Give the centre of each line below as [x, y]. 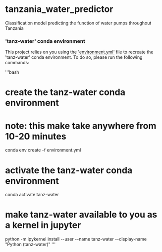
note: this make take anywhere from [81, 126]
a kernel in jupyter [43, 225]
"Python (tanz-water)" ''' [30, 245]
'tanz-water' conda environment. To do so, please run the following [74, 57]
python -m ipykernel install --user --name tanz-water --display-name [76, 239]
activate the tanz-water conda [69, 170]
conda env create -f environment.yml [43, 150]
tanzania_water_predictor [59, 9]
